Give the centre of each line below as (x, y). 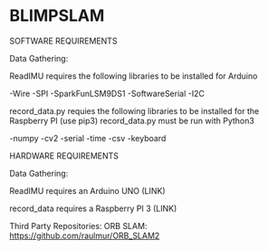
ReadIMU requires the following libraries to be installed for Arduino (134, 76)
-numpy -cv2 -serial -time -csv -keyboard (88, 138)
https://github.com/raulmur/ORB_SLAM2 (85, 236)
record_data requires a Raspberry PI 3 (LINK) (93, 208)
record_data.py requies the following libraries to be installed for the (134, 111)
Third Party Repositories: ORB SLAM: (78, 226)
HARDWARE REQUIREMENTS (64, 156)
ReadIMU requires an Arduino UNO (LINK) (87, 190)
